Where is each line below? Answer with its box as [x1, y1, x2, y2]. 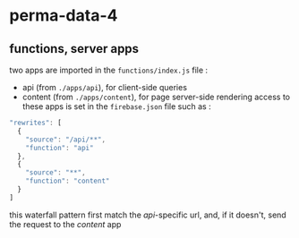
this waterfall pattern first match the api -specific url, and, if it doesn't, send [9, 209, 286, 220]
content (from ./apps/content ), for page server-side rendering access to [21, 91, 291, 102]
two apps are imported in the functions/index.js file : [9, 64, 209, 75]
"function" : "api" [25, 143, 94, 152]
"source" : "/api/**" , [25, 135, 106, 144]
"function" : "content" [25, 176, 110, 186]
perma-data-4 [9, 5, 118, 26]
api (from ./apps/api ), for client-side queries [21, 82, 188, 92]
